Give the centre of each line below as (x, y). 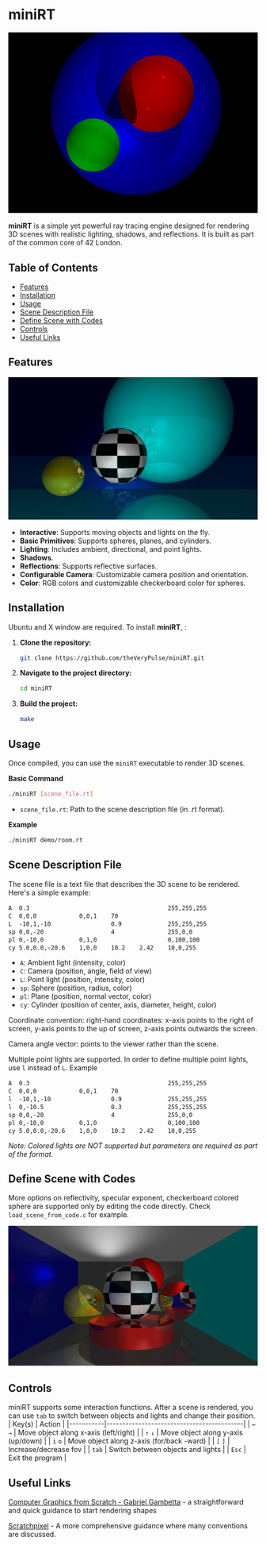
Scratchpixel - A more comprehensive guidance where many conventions (128, 1525)
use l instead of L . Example (53, 1067)
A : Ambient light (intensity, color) (72, 962)
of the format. (31, 1154)
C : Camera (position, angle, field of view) (86, 971)
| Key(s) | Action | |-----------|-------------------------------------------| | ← (132, 1424)
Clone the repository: (55, 642)
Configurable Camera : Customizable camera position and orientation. (134, 574)
